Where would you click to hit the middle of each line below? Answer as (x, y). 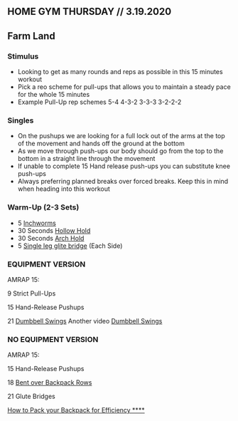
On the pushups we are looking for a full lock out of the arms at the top (121, 136)
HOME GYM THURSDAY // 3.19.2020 (90, 12)
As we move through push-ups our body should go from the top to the (120, 151)
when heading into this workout (64, 189)
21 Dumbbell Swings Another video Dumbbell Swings (85, 321)
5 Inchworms (37, 223)
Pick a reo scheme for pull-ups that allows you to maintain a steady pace (124, 87)
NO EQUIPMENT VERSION (53, 339)
